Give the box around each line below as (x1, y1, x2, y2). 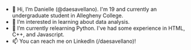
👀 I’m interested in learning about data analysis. (11, 18, 130, 25)
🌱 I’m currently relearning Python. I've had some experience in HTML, (11, 24, 186, 32)
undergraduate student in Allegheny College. (11, 12, 124, 19)
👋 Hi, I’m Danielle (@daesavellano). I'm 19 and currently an (11, 6, 157, 12)
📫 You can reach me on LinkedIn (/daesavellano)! (11, 37, 136, 45)
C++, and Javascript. (11, 31, 64, 38)
